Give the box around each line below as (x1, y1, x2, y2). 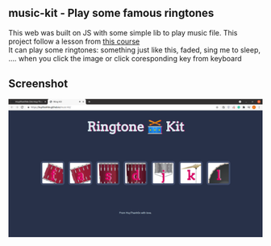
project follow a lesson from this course (8, 36, 140, 46)
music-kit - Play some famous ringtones (8, 6, 215, 20)
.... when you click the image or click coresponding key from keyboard (8, 53, 242, 63)
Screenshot (8, 77, 69, 91)
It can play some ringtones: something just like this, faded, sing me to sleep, (8, 44, 261, 55)
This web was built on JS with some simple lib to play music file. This (8, 27, 238, 37)
